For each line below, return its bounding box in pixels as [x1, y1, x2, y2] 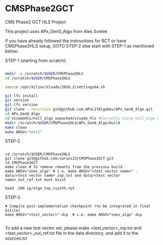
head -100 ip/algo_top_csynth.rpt [5, 186, 75, 191]
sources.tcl [5, 235, 28, 241]
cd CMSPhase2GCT [5, 160, 38, 165]
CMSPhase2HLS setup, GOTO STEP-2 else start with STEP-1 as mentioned [5, 43, 154, 49]
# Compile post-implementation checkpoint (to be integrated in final [5, 204, 151, 209]
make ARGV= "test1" [5, 129, 42, 134]
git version [5, 98, 29, 103]
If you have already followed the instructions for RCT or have [5, 37, 127, 44]
